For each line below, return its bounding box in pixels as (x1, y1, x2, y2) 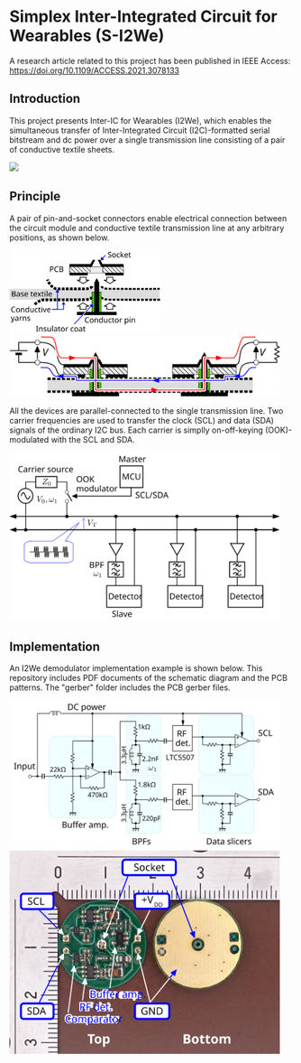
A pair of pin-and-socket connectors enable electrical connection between (9, 212, 287, 223)
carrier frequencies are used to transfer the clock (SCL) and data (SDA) (9, 415, 275, 425)
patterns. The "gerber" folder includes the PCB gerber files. (9, 682, 232, 693)
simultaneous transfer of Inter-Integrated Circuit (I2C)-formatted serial (9, 125, 270, 135)
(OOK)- (264, 424, 293, 435)
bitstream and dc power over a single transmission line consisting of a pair (9, 134, 286, 145)
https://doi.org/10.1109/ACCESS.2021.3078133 (9, 65, 180, 76)
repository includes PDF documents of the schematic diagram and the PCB (9, 673, 288, 684)
